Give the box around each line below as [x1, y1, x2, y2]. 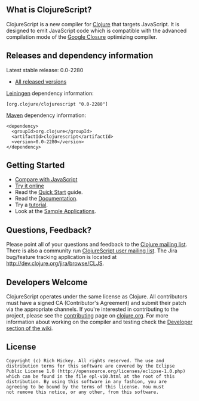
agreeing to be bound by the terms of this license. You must [6, 384, 164, 390]
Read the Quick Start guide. [14, 189, 83, 196]
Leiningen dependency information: [6, 90, 94, 97]
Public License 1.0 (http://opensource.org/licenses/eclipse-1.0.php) [6, 368, 186, 374]
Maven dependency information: [6, 112, 87, 119]
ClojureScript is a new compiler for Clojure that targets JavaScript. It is [6, 20, 180, 27]
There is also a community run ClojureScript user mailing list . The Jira [6, 247, 177, 254]
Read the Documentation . [14, 195, 78, 202]
